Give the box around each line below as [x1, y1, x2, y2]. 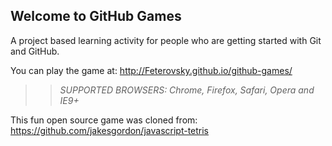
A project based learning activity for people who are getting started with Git [10, 34, 322, 46]
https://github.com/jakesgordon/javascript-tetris [10, 124, 210, 136]
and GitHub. [10, 45, 60, 57]
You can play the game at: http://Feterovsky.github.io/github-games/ [10, 64, 293, 76]
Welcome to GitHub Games [10, 8, 182, 25]
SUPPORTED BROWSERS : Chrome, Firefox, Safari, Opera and [59, 84, 315, 96]
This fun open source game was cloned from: [10, 114, 198, 126]
